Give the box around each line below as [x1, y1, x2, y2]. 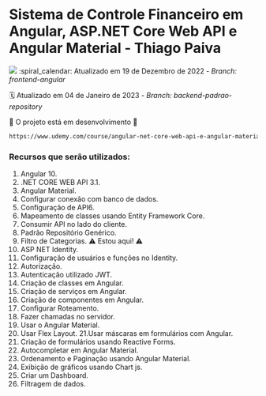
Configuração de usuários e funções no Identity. [20, 253, 178, 262]
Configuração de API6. [20, 203, 95, 213]
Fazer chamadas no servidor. [20, 312, 115, 322]
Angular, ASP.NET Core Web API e [9, 22, 238, 40]
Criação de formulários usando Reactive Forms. [20, 338, 176, 347]
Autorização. [20, 262, 62, 271]
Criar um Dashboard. [20, 371, 89, 380]
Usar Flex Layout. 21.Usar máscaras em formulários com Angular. [20, 329, 234, 338]
